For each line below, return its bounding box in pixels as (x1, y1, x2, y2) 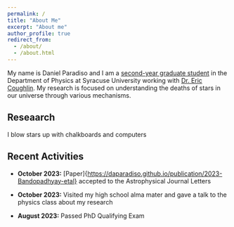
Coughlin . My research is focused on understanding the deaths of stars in (7, 84, 221, 92)
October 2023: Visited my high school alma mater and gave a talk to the (17, 190, 227, 199)
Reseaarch (7, 112, 56, 124)
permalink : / (7, 10, 46, 18)
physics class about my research (17, 197, 113, 206)
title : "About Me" (7, 17, 61, 24)
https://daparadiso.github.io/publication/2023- (87, 169, 223, 178)
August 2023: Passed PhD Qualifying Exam (17, 212, 145, 220)
